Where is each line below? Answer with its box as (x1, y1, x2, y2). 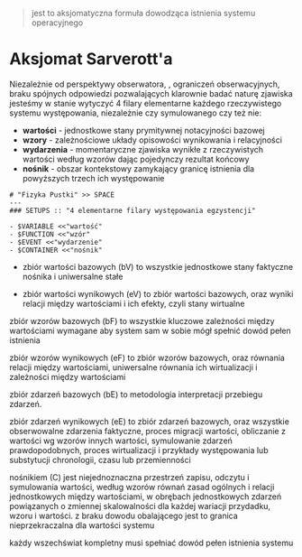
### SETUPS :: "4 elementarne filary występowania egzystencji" (9, 206, 256, 215)
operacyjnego (31, 17, 84, 28)
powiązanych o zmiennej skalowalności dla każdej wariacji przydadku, (9, 500, 271, 511)
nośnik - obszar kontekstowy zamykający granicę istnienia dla (22, 162, 255, 174)
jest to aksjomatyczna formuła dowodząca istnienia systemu (31, 8, 256, 18)
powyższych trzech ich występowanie (22, 172, 165, 183)
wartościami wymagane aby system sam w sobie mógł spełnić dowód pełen (9, 325, 291, 336)
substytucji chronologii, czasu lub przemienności (9, 454, 191, 465)
